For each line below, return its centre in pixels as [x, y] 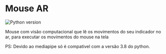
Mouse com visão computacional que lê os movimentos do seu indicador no [83, 31]
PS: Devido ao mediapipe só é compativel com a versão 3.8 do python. [78, 46]
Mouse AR [27, 9]
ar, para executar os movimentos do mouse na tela [57, 37]
